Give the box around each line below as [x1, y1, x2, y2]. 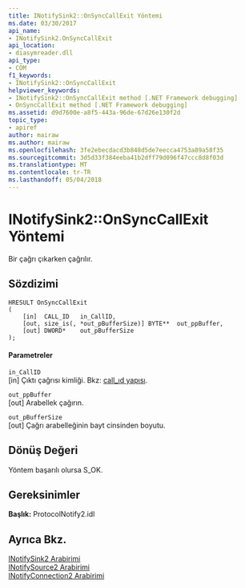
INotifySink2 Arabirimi [8, 554, 81, 564]
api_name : [8, 26, 42, 34]
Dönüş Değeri [8, 444, 78, 457]
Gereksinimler [8, 489, 81, 502]
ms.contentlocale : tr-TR [8, 168, 91, 176]
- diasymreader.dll [8, 49, 74, 57]
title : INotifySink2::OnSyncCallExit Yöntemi [8, 11, 163, 20]
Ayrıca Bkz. [8, 533, 67, 546]
